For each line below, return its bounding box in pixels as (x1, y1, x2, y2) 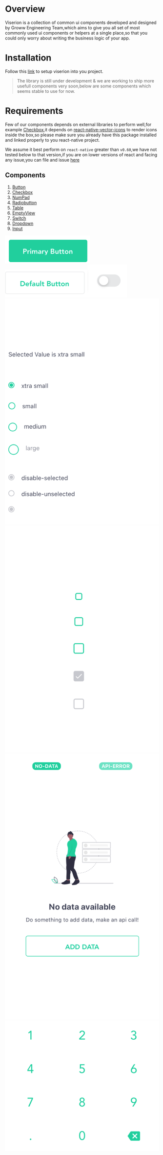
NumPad (12, 194, 30, 200)
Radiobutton (12, 199, 37, 206)
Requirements (5, 105, 63, 117)
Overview (5, 3, 45, 15)
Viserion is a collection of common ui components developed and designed (5, 20, 157, 25)
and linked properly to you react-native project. (5, 137, 100, 143)
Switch (12, 215, 26, 221)
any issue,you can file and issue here (5, 157, 80, 163)
